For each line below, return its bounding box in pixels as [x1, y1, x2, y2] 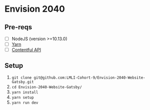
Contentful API [11, 47, 41, 53]
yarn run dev [11, 100, 39, 105]
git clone [11, 75, 32, 80]
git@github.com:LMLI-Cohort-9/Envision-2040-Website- [33, 75, 146, 80]
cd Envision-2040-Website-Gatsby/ [11, 85, 82, 89]
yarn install [11, 90, 39, 95]
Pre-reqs [4, 23, 32, 31]
